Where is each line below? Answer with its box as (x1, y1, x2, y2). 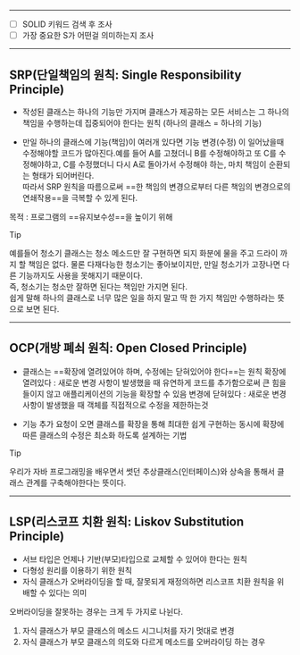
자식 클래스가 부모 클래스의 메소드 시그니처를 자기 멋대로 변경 (21, 625, 235, 635)
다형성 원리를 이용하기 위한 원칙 (21, 565, 132, 575)
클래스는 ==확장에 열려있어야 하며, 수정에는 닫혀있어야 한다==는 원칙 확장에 (21, 365, 287, 376)
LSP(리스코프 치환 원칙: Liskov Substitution (9, 515, 245, 530)
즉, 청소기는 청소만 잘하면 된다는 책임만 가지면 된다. (9, 281, 187, 291)
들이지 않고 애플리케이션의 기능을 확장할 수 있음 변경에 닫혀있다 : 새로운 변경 (21, 388, 287, 399)
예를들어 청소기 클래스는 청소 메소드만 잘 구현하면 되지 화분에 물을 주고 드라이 (9, 248, 279, 258)
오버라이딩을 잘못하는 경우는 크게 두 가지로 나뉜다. (9, 606, 184, 617)
